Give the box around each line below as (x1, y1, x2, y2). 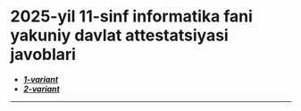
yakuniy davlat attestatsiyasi (10, 25, 229, 46)
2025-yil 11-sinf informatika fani (10, 6, 254, 27)
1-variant (22, 73, 59, 84)
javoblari (10, 45, 77, 64)
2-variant (22, 83, 61, 94)
